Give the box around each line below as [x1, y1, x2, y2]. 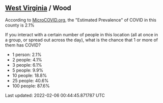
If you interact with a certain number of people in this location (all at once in [5, 31, 158, 37]
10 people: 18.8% [12, 72, 47, 78]
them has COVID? [5, 42, 41, 48]
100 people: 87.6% [12, 83, 50, 89]
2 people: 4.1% [12, 56, 43, 63]
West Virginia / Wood [5, 4, 71, 12]
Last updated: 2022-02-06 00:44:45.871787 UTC [5, 92, 105, 98]
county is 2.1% [5, 22, 35, 28]
